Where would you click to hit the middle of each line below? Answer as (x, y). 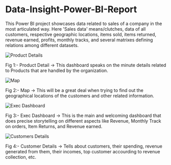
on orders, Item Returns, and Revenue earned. (54, 126)
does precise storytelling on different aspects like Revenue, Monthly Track (83, 121)
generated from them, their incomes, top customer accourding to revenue (83, 151)
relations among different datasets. (42, 45)
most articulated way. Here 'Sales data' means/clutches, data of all (76, 29)
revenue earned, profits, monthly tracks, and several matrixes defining (79, 40)
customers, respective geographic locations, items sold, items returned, (81, 34)
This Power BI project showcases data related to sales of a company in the (84, 23)
